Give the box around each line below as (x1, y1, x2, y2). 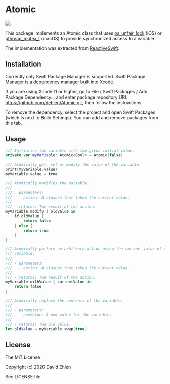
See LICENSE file (5, 374, 41, 379)
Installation (5, 60, 41, 69)
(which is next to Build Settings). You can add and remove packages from (5, 114, 158, 120)
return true (23, 228, 49, 233)
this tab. (5, 120, 22, 126)
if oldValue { (14, 214, 44, 219)
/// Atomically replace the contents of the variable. (5, 298, 123, 303)
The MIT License (5, 354, 40, 360)
